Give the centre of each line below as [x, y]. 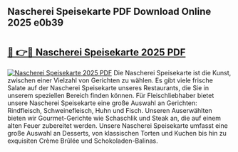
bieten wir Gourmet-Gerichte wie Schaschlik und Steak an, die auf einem [114, 118]
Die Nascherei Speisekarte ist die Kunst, [172, 73]
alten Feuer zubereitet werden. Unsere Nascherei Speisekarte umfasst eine [118, 126]
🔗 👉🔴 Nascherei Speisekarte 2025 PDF [97, 52]
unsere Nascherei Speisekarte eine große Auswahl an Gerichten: [102, 103]
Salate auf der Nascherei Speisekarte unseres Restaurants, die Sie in [108, 88]
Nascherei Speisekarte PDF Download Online [109, 12]
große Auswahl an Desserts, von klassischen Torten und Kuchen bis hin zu [117, 133]
